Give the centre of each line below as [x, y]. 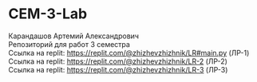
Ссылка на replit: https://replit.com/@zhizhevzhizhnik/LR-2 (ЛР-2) [118, 61]
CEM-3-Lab [48, 14]
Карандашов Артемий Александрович [74, 36]
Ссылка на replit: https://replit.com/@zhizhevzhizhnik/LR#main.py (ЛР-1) [129, 53]
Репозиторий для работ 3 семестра [69, 44]
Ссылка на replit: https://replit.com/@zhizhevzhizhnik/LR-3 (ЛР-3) [118, 69]
